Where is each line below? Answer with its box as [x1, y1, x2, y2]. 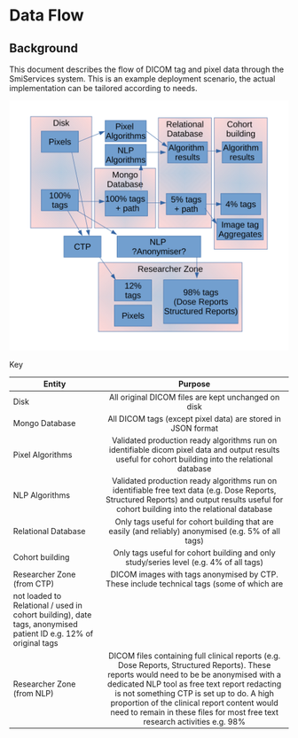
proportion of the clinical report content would [110, 697, 278, 708]
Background [9, 41, 78, 56]
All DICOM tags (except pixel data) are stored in [107, 413, 282, 423]
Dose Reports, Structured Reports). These [118, 659, 271, 670]
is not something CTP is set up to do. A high [114, 688, 275, 698]
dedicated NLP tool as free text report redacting [107, 679, 282, 689]
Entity [43, 378, 67, 390]
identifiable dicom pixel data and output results [109, 445, 280, 455]
